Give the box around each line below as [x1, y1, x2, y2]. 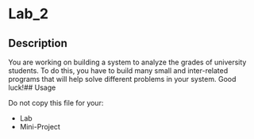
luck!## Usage [8, 83, 56, 92]
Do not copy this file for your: [8, 98, 104, 107]
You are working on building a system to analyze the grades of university [8, 57, 247, 67]
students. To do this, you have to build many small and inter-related [8, 66, 229, 75]
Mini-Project [19, 122, 61, 131]
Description [8, 37, 67, 50]
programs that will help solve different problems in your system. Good [8, 75, 237, 83]
